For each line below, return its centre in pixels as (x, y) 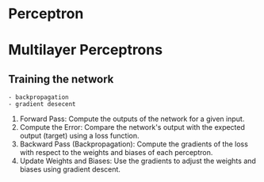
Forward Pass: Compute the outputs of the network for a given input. (132, 119)
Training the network (61, 79)
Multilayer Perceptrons (86, 50)
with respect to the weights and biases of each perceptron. (116, 153)
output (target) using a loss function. (79, 136)
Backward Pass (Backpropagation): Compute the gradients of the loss (134, 144)
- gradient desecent (42, 104)
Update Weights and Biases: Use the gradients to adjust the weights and (138, 161)
